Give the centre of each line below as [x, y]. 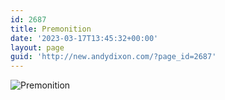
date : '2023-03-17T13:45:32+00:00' [84, 38]
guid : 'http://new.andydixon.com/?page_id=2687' [113, 57]
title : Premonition [51, 29]
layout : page [37, 47]
